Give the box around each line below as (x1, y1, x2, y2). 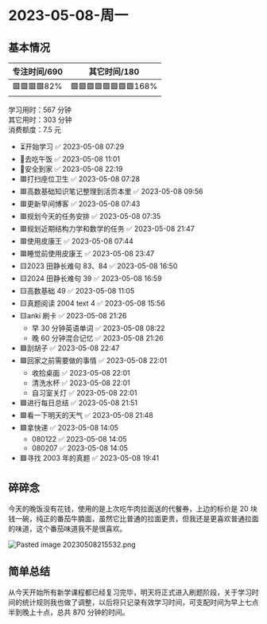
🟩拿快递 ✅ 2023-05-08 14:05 (19, 423, 119, 432)
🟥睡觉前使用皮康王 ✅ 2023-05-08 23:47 (19, 249, 155, 258)
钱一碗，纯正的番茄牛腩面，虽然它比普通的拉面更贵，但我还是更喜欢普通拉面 (8, 513, 259, 523)
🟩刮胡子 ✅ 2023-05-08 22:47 (19, 343, 120, 353)
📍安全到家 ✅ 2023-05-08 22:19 (19, 164, 123, 174)
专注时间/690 (12, 66, 64, 77)
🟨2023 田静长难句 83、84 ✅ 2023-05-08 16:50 (19, 261, 178, 271)
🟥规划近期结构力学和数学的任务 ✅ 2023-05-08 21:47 (19, 224, 195, 233)
